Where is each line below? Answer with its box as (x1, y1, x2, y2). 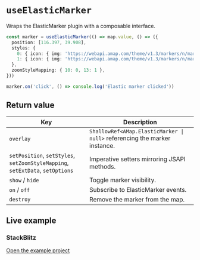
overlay (9, 135, 31, 142)
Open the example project (6, 247, 70, 254)
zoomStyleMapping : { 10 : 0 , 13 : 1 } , (11, 68, 105, 74)
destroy (9, 196, 31, 203)
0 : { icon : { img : (17, 50, 62, 57)
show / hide (9, 176, 39, 184)
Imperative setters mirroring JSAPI (89, 155, 186, 163)
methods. (89, 162, 116, 170)
